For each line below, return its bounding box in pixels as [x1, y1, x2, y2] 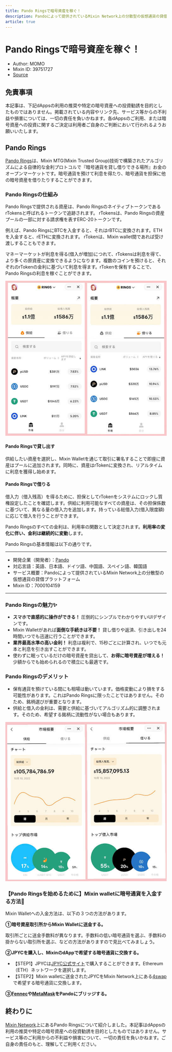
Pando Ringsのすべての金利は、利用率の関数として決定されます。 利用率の [5, 524, 161, 530]
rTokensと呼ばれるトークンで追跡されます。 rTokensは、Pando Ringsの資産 [5, 210, 165, 216]
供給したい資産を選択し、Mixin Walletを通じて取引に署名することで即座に [5, 455, 161, 462]
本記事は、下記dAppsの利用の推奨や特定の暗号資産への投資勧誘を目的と [5, 103, 158, 109]
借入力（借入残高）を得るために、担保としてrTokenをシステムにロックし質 [5, 493, 163, 500]
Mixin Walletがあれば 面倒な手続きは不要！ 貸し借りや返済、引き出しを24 [12, 627, 166, 633]
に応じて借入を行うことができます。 [5, 512, 81, 519]
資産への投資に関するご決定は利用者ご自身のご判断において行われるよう [9, 122, 162, 128]
